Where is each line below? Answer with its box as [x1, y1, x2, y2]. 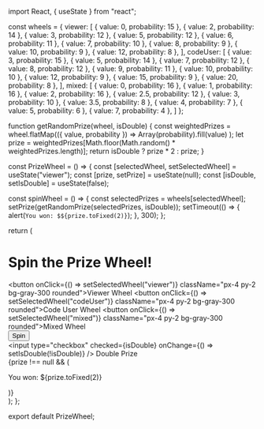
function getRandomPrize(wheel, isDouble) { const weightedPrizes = [8, 122, 231, 130]
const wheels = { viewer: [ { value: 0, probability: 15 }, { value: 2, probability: [8, 22, 255, 31]
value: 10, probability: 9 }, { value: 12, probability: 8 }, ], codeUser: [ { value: [8, 47, 252, 56]
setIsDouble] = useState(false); [8, 179, 110, 188]
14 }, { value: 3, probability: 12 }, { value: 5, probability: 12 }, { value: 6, [8, 31, 234, 40]
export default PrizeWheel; [8, 411, 95, 421]
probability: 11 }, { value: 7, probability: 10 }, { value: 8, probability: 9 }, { [8, 39, 238, 48]
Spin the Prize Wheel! [8, 254, 152, 272]
